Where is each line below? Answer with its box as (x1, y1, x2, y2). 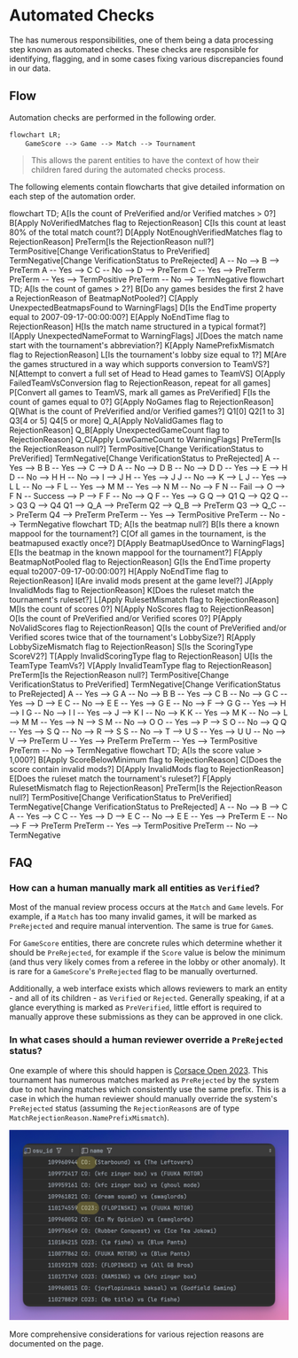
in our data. (9, 63, 51, 74)
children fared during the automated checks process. (30, 164, 226, 175)
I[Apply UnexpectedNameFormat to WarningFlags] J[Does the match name (9, 330, 284, 341)
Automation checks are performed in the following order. (9, 112, 216, 122)
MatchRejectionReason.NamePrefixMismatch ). (9, 1112, 170, 1122)
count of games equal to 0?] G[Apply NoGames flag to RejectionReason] (9, 396, 274, 407)
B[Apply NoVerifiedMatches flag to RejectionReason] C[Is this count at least (9, 217, 286, 228)
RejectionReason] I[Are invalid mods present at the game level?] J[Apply (9, 575, 273, 586)
